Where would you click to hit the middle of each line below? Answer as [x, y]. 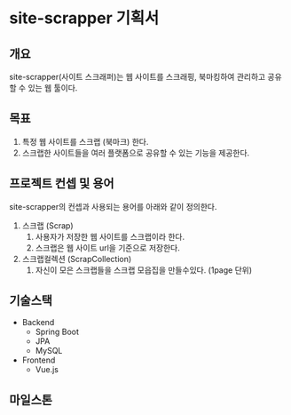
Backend [38, 323]
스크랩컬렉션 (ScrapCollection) [77, 259]
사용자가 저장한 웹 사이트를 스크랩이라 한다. [110, 236]
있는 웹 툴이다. [53, 88]
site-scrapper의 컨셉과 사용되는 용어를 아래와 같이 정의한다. [113, 206]
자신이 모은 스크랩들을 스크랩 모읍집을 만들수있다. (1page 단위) [144, 270]
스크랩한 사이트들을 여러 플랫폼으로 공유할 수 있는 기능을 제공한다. [136, 153]
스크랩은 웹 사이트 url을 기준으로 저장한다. [107, 247]
